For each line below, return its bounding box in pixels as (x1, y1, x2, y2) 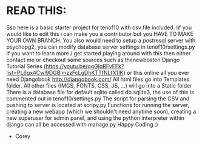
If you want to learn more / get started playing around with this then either (6, 49, 191, 57)
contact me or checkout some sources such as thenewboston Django (6, 56, 180, 63)
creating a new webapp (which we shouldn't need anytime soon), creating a (6, 108, 197, 115)
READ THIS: (6, 4, 67, 18)
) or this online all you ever (123, 69, 190, 76)
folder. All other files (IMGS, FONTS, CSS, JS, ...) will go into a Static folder (6, 82, 192, 89)
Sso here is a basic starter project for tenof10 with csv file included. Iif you (6, 24, 192, 31)
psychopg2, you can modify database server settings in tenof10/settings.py (6, 43, 195, 50)
